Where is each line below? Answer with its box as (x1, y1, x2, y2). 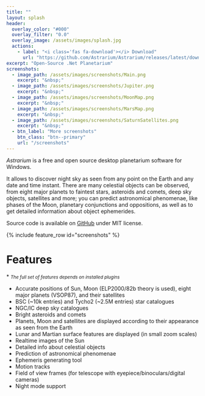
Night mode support (15, 382, 66, 389)
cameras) (15, 376, 40, 383)
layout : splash (6, 15, 45, 21)
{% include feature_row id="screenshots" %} (6, 231, 120, 239)
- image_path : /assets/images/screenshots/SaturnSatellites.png (12, 117, 179, 123)
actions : (12, 43, 34, 50)
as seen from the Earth (15, 324, 73, 331)
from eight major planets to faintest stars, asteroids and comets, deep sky (6, 188, 192, 195)
